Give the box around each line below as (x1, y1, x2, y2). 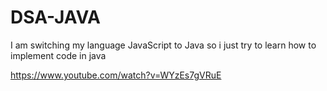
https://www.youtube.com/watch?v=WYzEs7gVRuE (10, 69, 222, 81)
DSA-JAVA (10, 6, 102, 29)
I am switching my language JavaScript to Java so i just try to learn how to (10, 39, 317, 51)
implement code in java (10, 49, 107, 61)
